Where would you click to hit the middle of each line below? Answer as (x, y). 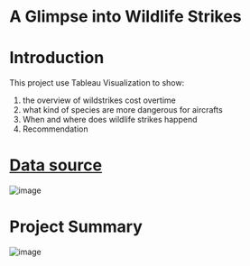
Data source (56, 165)
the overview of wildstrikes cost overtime (99, 100)
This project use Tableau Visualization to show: (97, 83)
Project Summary (76, 227)
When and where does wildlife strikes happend (110, 120)
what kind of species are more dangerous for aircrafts (122, 110)
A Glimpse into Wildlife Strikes (125, 17)
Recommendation (55, 129)
